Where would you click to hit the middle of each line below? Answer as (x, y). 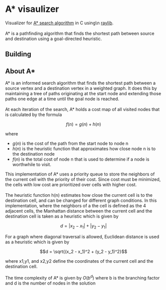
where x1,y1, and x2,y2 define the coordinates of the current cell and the (79, 261)
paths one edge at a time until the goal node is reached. (62, 99)
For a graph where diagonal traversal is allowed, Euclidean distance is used (82, 236)
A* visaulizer (32, 9)
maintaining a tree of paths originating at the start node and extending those (83, 94)
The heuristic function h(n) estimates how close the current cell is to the (79, 195)
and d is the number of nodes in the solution (50, 283)
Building (18, 54)
